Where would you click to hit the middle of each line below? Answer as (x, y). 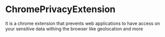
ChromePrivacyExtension (60, 9)
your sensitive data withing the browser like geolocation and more (74, 28)
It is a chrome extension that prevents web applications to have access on (83, 23)
